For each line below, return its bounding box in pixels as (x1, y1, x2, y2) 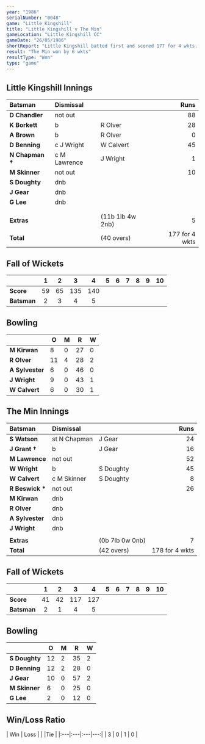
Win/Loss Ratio (6, 715, 66, 725)
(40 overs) (100, 234, 131, 242)
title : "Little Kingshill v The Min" (6, 26, 103, 32)
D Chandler (9, 111, 43, 120)
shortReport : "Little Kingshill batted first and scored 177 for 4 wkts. (6, 43, 198, 49)
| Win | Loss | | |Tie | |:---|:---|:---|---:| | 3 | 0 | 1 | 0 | (6, 731, 138, 739)
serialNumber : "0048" (6, 15, 62, 21)
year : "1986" (6, 9, 40, 15)
